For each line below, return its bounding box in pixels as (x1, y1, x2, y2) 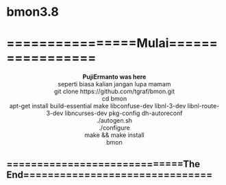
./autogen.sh (96, 116, 133, 125)
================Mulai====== (6, 36, 218, 51)
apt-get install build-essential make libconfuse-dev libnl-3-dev (9, 102, 186, 110)
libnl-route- (187, 102, 220, 110)
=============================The (6, 158, 200, 170)
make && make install (84, 131, 145, 139)
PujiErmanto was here (82, 73, 147, 81)
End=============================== (6, 169, 213, 180)
